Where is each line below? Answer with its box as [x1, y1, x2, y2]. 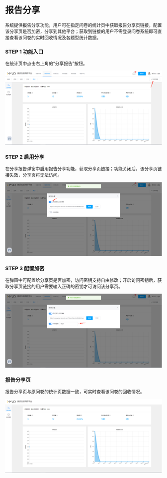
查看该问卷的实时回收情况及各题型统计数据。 [9, 34, 101, 40]
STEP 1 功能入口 [5, 48, 44, 55]
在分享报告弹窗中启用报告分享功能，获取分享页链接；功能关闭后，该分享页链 [5, 166, 162, 172]
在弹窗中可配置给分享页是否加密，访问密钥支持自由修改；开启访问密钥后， [5, 277, 158, 283]
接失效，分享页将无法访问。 [5, 172, 62, 178]
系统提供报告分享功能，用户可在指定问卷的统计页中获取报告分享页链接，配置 [5, 22, 162, 28]
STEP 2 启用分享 [5, 153, 45, 160]
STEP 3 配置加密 [5, 265, 45, 272]
